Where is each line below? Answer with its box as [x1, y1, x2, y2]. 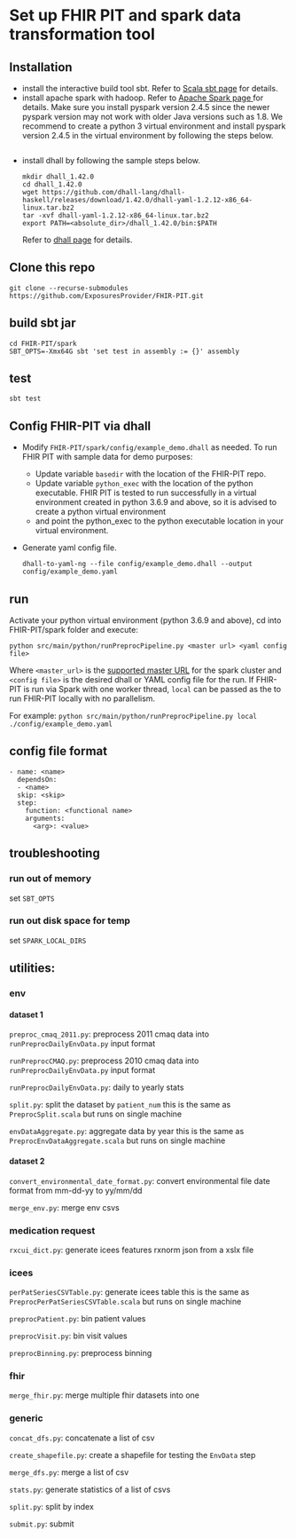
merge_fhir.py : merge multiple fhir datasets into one [9, 1390, 199, 1400]
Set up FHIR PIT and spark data [9, 5, 242, 26]
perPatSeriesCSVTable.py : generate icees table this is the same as [9, 1287, 250, 1297]
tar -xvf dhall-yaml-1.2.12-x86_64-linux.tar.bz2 [21, 211, 210, 220]
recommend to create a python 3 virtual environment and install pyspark [21, 121, 286, 131]
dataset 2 [9, 1155, 45, 1166]
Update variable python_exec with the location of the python [35, 478, 253, 489]
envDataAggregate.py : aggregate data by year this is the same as [9, 1126, 245, 1137]
